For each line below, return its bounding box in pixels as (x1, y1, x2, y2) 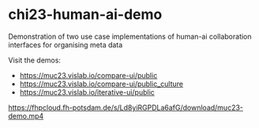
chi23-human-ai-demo (8, 6, 163, 24)
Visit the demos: (8, 55, 62, 65)
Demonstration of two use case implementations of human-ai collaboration (8, 32, 252, 41)
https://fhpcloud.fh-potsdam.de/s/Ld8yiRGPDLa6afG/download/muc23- (8, 103, 243, 112)
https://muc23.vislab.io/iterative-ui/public (19, 87, 156, 96)
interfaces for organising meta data (8, 40, 123, 49)
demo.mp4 (8, 111, 44, 120)
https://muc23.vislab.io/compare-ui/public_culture (19, 79, 184, 88)
